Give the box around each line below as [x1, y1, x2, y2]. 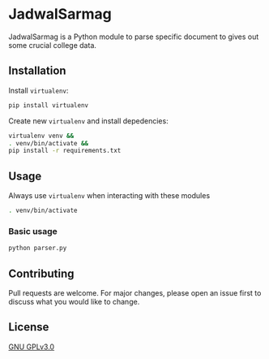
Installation [8, 64, 66, 78]
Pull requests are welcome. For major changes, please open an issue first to [8, 288, 262, 297]
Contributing [8, 266, 75, 280]
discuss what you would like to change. [8, 296, 140, 306]
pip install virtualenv [8, 101, 89, 110]
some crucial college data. [8, 40, 97, 50]
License [8, 320, 49, 334]
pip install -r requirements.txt [8, 147, 122, 155]
